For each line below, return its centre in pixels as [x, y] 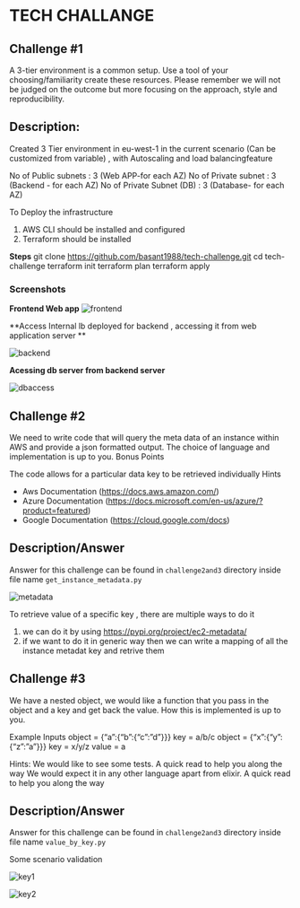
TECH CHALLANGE [82, 16]
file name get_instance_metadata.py [76, 579]
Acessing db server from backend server [87, 371]
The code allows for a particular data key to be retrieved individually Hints [146, 474]
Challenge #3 [47, 679]
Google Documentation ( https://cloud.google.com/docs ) [126, 519]
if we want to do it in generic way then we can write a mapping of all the [155, 641]
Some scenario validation [56, 860]
